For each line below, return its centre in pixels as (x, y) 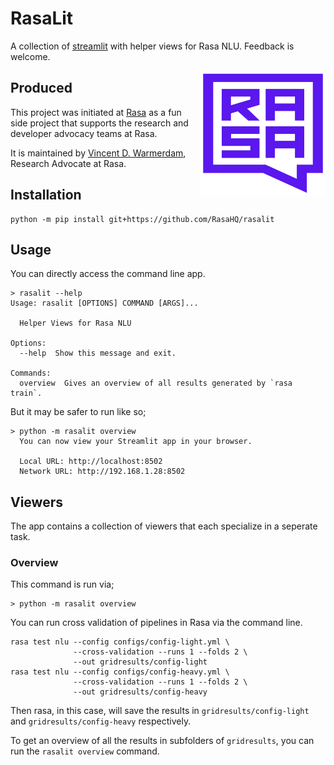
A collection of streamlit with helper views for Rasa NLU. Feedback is (152, 46)
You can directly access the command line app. (108, 274)
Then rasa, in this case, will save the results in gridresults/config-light (160, 711)
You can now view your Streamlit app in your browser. (136, 442)
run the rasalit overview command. (85, 751)
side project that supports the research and (99, 123)
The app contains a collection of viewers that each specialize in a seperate (164, 526)
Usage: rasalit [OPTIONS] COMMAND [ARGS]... (104, 303)
